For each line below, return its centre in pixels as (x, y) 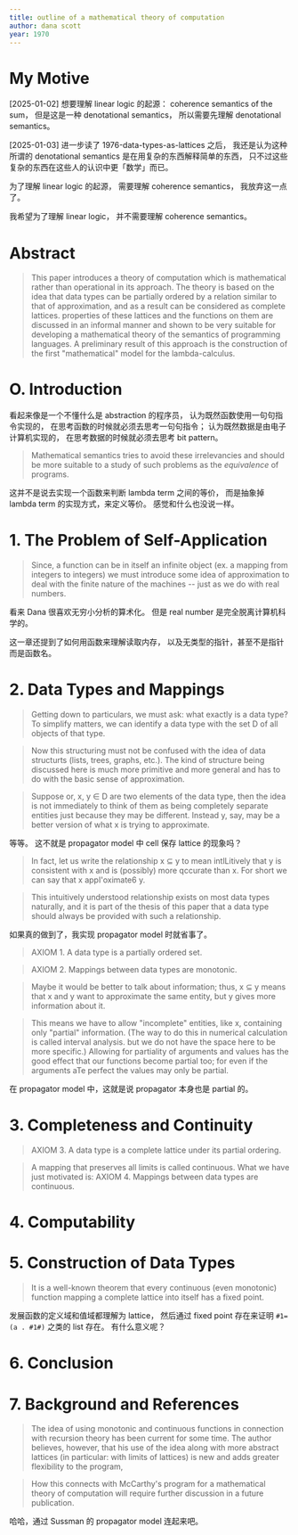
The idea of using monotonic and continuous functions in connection (157, 1429)
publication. (52, 1503)
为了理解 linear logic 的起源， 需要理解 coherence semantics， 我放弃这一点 (148, 186)
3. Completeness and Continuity (131, 1125)
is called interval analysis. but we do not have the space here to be (153, 1042)
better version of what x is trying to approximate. (121, 825)
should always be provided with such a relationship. (126, 916)
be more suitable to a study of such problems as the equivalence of (155, 465)
